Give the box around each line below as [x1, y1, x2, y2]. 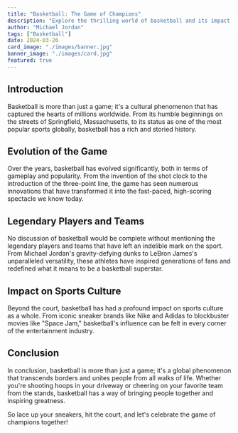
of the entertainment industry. [7, 327, 94, 335]
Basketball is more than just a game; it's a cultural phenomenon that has [7, 102, 218, 110]
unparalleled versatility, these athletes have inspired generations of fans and [7, 257, 231, 266]
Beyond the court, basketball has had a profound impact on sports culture [7, 304, 224, 312]
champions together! [7, 417, 69, 426]
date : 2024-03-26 [7, 37, 59, 44]
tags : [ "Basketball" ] [7, 30, 72, 38]
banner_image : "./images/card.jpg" [7, 51, 113, 58]
